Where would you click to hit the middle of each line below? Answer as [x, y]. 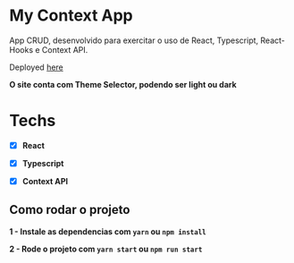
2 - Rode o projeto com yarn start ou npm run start [106, 249]
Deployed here [37, 67]
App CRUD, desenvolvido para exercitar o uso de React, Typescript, [134, 40]
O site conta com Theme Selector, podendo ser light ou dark [123, 84]
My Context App [71, 16]
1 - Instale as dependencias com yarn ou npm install [108, 231]
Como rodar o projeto [70, 210]
